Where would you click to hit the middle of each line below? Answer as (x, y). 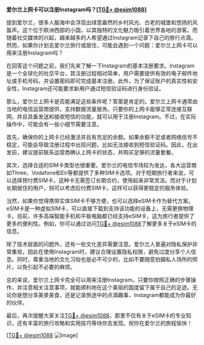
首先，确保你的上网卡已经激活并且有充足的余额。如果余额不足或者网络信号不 (102, 137)
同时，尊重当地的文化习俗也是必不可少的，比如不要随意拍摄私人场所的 (104, 259)
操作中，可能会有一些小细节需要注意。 (54, 124)
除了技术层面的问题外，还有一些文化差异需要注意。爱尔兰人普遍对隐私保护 (99, 244)
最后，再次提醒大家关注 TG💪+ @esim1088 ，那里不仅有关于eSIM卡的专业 (96, 316)
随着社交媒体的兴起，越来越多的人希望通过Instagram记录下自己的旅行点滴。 (101, 38)
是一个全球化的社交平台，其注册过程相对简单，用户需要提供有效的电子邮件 (99, 73)
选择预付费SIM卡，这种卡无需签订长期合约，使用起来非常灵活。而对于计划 (104, 180)
